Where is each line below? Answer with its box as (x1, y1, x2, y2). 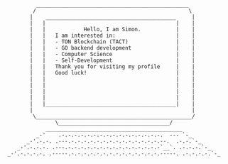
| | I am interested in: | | (29, 32, 195, 39)
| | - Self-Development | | (29, 57, 195, 64)
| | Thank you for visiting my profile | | (29, 63, 195, 70)
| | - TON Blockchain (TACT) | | (29, 38, 195, 45)
